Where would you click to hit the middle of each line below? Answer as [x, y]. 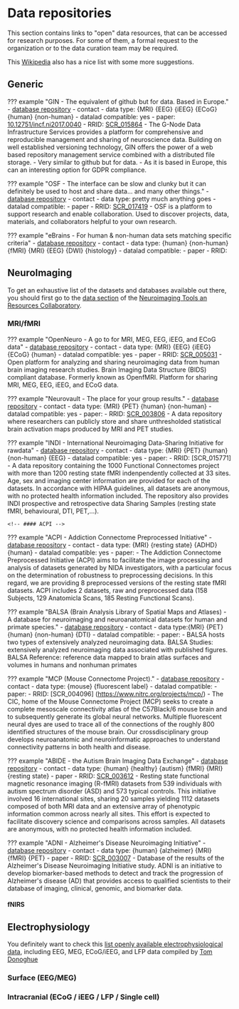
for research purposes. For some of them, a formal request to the [103, 40]
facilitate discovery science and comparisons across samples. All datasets [116, 821]
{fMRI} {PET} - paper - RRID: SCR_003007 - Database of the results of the [116, 858]
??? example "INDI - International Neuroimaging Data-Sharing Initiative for [116, 442]
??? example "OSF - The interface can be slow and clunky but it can [107, 183]
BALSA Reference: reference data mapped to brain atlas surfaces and [110, 657]
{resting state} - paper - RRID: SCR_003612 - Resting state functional [108, 776]
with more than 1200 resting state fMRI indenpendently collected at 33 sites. [119, 473]
